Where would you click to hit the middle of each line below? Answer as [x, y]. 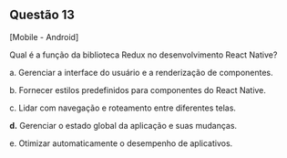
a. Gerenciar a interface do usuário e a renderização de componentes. [141, 72]
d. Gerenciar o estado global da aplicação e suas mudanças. [123, 125]
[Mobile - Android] [44, 37]
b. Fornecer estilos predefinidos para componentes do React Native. [138, 90]
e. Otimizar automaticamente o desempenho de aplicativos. [121, 143]
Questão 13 [42, 15]
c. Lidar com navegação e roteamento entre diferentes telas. [123, 108]
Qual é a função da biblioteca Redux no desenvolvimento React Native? [143, 55]
